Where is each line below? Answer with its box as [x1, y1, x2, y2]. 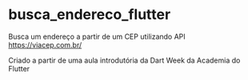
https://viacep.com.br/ [8, 40, 82, 49]
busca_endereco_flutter [8, 6, 171, 24]
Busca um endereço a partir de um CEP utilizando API [8, 32, 186, 41]
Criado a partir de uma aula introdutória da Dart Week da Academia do [8, 55, 241, 65]
